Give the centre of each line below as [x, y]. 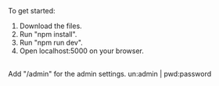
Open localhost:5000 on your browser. [82, 51]
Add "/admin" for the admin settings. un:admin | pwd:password [110, 73]
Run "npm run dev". [51, 43]
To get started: [32, 11]
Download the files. [50, 26]
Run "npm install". [48, 34]
